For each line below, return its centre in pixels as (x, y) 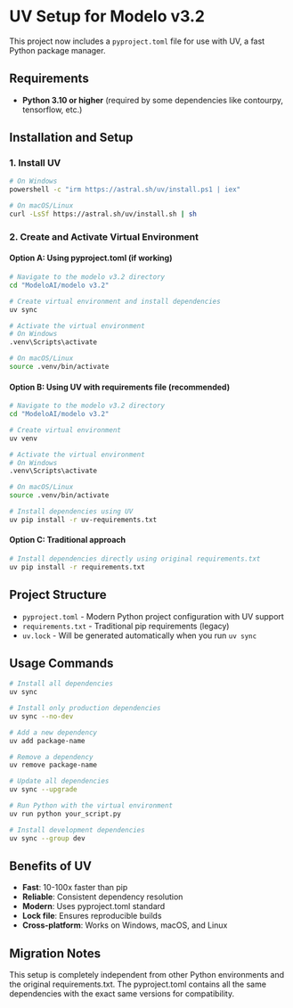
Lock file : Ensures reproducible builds (92, 916)
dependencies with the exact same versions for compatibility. (122, 994)
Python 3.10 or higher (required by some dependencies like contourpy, (152, 100)
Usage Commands (61, 663)
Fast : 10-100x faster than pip (75, 888)
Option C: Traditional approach (68, 540)
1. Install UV (35, 163)
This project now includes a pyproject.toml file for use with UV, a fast (137, 41)
